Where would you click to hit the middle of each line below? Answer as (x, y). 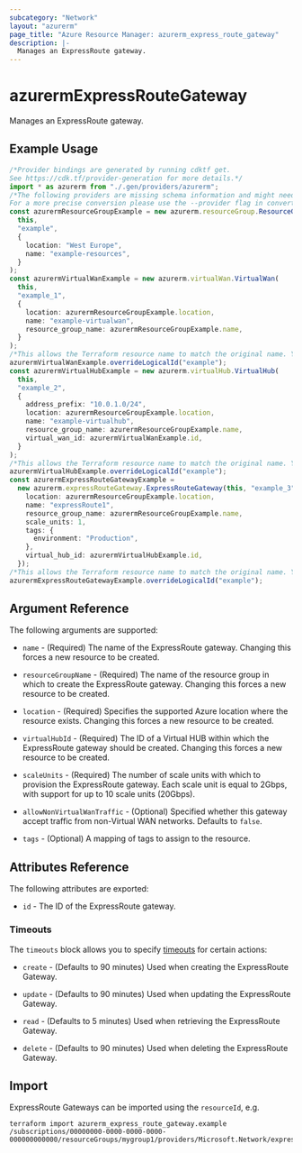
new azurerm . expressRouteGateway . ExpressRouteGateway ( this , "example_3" (156, 489)
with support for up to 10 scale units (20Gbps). (109, 794)
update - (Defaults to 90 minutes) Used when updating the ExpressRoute (156, 993)
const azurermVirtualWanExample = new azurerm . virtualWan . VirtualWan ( (144, 279)
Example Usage (54, 149)
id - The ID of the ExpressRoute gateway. (99, 906)
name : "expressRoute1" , (70, 505)
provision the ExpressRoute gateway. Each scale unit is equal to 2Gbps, (155, 784)
